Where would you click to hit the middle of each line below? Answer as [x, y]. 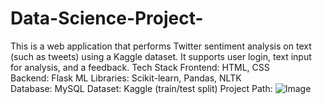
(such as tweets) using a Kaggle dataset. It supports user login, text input [161, 56]
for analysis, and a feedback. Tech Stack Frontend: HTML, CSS [140, 67]
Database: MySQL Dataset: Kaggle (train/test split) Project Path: [141, 88]
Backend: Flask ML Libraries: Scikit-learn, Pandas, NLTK [126, 78]
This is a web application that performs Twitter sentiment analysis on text [161, 46]
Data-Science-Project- [107, 18]
